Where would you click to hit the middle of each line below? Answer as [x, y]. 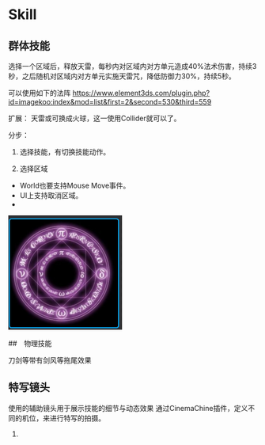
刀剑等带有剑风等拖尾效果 [50, 360]
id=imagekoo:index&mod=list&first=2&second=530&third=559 [110, 102]
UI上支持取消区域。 [51, 195]
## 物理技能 [30, 343]
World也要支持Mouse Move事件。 [75, 185]
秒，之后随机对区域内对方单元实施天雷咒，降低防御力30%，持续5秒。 [122, 76]
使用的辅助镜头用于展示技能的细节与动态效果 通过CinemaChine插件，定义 [128, 408]
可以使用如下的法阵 [40, 93]
